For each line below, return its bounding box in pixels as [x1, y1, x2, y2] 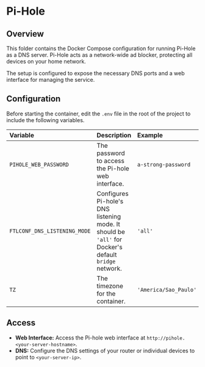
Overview [6, 29, 45, 39]
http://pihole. [146, 335, 185, 341]
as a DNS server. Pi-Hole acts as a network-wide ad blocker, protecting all [6, 51, 193, 59]
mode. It [96, 220, 120, 228]
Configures [96, 189, 129, 198]
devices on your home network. [6, 58, 87, 65]
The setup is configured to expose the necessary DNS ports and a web [6, 70, 185, 77]
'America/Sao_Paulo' [137, 286, 197, 293]
